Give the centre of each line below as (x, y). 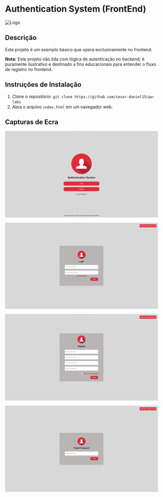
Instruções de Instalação (43, 85)
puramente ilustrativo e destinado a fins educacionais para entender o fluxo (81, 64)
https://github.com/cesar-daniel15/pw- (115, 97)
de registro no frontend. (29, 69)
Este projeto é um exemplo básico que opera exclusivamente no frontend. (79, 49)
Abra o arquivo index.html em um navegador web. (62, 107)
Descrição (21, 38)
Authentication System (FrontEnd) (76, 9)
